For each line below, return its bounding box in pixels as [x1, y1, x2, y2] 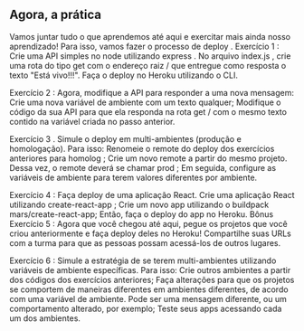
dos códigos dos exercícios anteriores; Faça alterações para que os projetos [9, 274, 295, 285]
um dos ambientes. [9, 312, 81, 324]
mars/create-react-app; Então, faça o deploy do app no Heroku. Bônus [9, 208, 274, 220]
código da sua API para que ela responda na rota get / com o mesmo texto [9, 106, 288, 117]
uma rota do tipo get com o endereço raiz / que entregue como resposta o [9, 60, 287, 71]
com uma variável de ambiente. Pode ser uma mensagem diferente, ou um [9, 293, 287, 304]
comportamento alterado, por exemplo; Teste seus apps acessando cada [9, 303, 282, 314]
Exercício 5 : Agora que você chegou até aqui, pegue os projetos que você [9, 218, 288, 229]
